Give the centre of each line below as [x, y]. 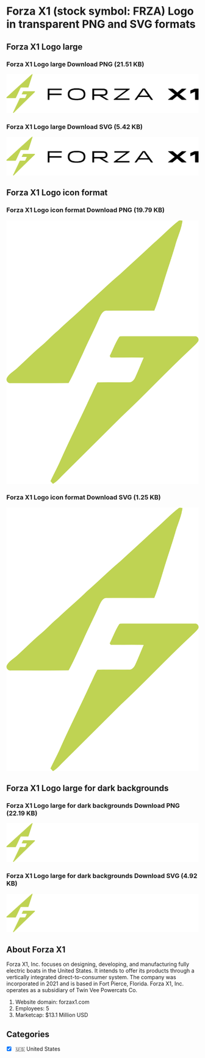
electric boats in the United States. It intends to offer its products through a [100, 971]
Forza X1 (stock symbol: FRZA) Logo [100, 11]
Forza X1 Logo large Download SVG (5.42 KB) [75, 126]
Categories [28, 1034]
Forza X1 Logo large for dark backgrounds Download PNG [93, 806]
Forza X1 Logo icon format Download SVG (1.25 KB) [84, 498]
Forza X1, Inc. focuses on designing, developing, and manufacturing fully [98, 964]
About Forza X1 [36, 950]
